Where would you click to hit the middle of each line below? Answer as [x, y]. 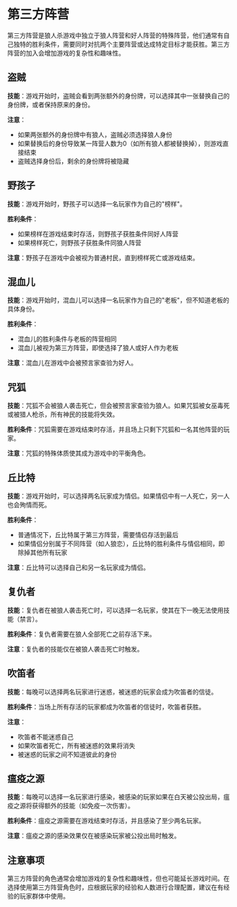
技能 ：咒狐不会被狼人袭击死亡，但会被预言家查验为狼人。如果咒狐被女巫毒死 [119, 406]
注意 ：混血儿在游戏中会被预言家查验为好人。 [72, 363]
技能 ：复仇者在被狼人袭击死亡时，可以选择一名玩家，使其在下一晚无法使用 [115, 610]
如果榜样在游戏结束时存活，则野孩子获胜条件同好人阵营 [98, 234]
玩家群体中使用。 [44, 896]
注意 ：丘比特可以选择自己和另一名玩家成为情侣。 [78, 567]
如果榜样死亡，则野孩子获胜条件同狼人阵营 [79, 242]
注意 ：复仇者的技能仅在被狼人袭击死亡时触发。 [75, 649]
